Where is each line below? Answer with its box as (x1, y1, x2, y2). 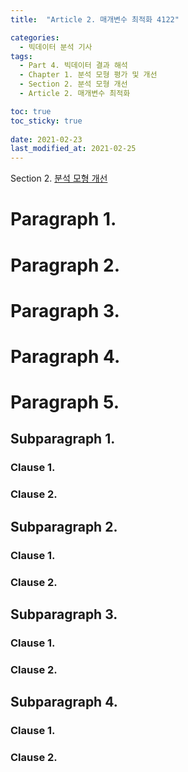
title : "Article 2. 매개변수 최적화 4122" (10, 14, 180, 25)
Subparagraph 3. (10, 606, 118, 623)
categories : (10, 32, 60, 43)
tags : (10, 51, 33, 61)
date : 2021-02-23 (10, 134, 83, 145)
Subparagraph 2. (10, 518, 118, 535)
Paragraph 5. (10, 391, 120, 414)
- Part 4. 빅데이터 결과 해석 (19, 61, 128, 71)
